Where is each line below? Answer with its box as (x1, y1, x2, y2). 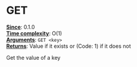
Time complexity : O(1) (6, 29, 62, 36)
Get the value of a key (6, 54, 61, 61)
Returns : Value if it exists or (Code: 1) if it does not (6, 42, 131, 50)
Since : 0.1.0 (6, 23, 35, 31)
